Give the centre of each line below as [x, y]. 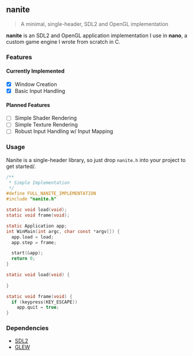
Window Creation [36, 84]
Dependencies [27, 328]
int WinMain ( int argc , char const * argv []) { [63, 231]
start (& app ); [27, 253]
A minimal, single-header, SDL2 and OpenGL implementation [94, 24]
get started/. [21, 166]
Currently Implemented [35, 71]
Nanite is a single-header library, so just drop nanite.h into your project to [96, 160]
